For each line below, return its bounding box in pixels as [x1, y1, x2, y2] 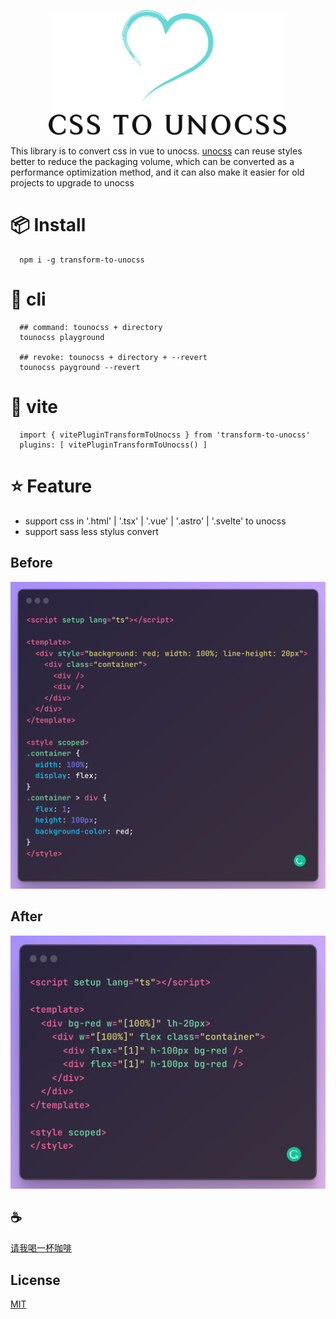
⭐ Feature [10, 475, 93, 497]
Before [10, 555, 53, 572]
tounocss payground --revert [19, 362, 141, 372]
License [10, 1271, 61, 1289]
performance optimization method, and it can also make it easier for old [10, 166, 305, 178]
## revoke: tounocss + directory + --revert [19, 352, 208, 362]
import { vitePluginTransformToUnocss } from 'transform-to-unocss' [19, 430, 311, 440]
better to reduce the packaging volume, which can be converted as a [10, 156, 295, 167]
